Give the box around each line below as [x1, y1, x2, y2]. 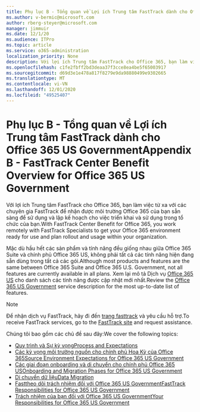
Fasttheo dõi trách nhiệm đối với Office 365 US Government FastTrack [14, 380, 186, 387]
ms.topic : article [6, 42, 52, 48]
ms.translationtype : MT [6, 75, 65, 81]
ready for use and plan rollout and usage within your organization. [6, 233, 168, 240]
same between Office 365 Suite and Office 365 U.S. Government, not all [6, 264, 183, 271]
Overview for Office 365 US [6, 169, 145, 182]
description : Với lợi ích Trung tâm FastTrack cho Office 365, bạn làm [6, 59, 187, 65]
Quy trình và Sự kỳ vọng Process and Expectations [14, 341, 138, 349]
